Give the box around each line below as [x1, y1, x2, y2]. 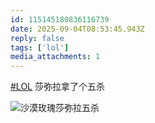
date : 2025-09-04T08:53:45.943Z [10, 24, 145, 34]
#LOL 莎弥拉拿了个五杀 [10, 81, 105, 93]
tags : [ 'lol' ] [10, 42, 70, 53]
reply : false [10, 33, 65, 43]
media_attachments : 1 [10, 52, 101, 62]
